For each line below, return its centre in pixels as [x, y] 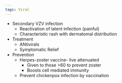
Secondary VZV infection [37, 23]
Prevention [23, 55]
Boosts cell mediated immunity [58, 70]
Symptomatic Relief [39, 49]
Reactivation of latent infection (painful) [59, 29]
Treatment [23, 39]
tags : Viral [17, 10]
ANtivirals [29, 44]
